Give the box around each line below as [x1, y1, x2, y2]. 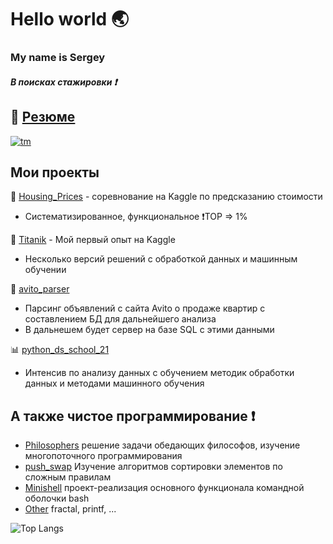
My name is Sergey [10, 51, 106, 65]
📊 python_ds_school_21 [10, 344, 110, 356]
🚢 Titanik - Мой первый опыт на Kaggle [10, 234, 176, 246]
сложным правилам [24, 471, 112, 483]
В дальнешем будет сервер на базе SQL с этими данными [24, 324, 275, 336]
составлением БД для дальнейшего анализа [24, 313, 217, 325]
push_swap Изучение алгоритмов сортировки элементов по [24, 461, 283, 473]
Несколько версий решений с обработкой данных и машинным [24, 253, 298, 265]
